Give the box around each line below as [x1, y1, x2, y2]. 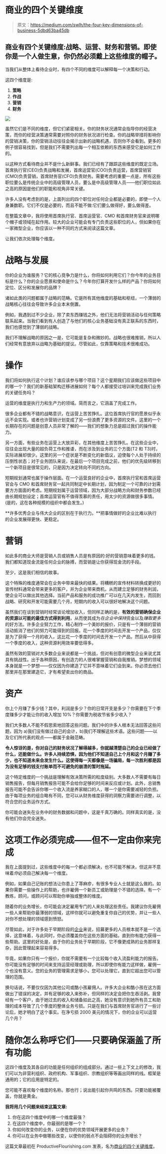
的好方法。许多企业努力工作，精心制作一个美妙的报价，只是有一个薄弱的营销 [5, 621, 161, 627]
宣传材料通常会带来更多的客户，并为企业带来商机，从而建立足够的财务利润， [5, 586, 161, 592]
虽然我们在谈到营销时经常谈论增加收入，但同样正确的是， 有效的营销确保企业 [5, 609, 161, 615]
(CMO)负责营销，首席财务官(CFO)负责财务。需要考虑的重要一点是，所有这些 [5, 173, 161, 179]
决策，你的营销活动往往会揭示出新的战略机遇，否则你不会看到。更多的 [18, 138, 161, 144]
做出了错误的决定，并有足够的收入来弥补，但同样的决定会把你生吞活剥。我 [5, 991, 157, 997]
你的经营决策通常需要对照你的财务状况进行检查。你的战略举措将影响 [18, 132, 157, 137]
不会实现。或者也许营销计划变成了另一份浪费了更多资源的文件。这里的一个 [9, 416, 161, 423]
